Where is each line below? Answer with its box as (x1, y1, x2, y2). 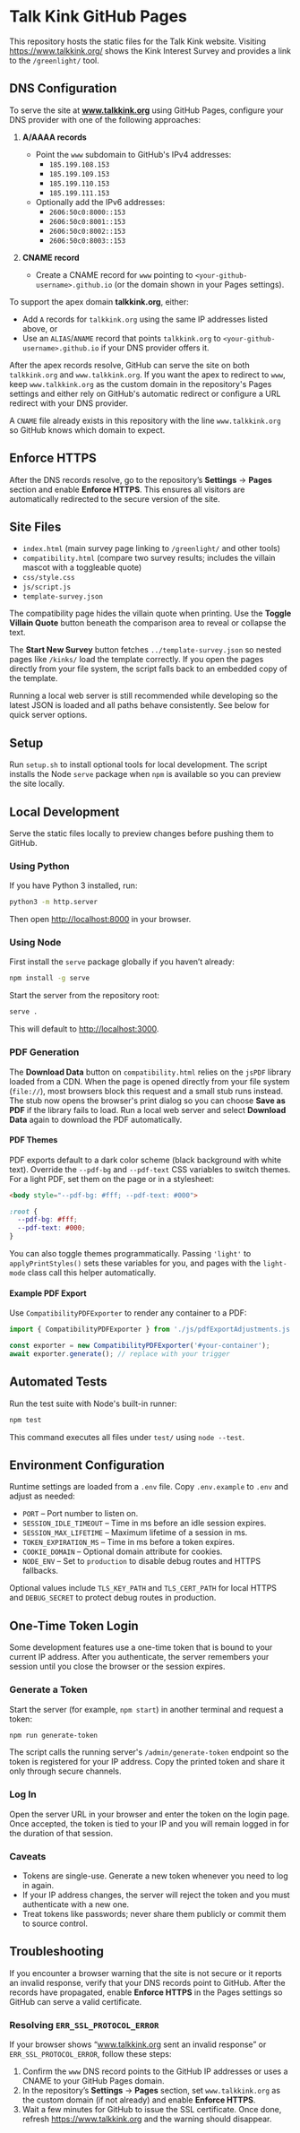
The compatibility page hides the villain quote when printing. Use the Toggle (9, 608, 292, 619)
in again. (21, 1880, 55, 1890)
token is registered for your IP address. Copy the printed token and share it (9, 1757, 285, 1767)
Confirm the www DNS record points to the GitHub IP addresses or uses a (21, 2066, 288, 2077)
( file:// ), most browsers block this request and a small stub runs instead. (9, 1085, 284, 1096)
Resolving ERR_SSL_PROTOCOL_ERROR (9, 2018, 159, 2031)
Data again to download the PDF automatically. (9, 1114, 183, 1125)
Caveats (9, 1850, 47, 1862)
